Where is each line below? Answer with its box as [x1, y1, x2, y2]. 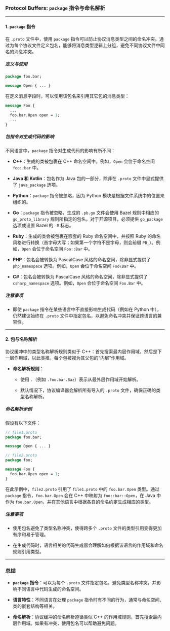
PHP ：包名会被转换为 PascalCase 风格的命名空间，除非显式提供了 [12, 256, 151, 262]
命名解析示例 [5, 406, 32, 412]
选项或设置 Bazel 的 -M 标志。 [12, 222, 74, 228]
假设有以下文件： [5, 419, 41, 426]
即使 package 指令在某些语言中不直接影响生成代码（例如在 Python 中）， [12, 306, 162, 312]
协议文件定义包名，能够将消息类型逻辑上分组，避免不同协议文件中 [22, 42, 160, 48]
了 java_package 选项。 [12, 182, 61, 188]
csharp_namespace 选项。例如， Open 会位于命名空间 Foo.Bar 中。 [12, 280, 146, 286]
